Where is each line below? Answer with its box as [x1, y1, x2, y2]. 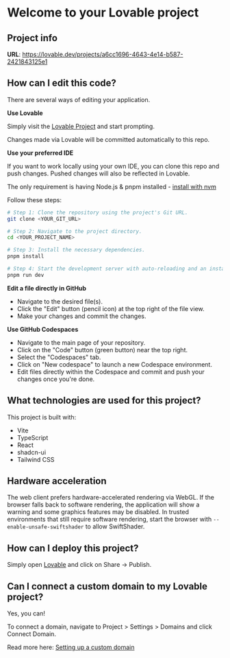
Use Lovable [7, 108, 43, 117]
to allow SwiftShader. [85, 522, 145, 531]
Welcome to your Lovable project [7, 5, 199, 21]
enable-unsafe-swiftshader [7, 524, 84, 531]
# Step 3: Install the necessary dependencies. [7, 247, 146, 254]
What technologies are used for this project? [7, 395, 201, 406]
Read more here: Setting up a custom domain [7, 643, 135, 652]
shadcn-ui [16, 448, 47, 456]
